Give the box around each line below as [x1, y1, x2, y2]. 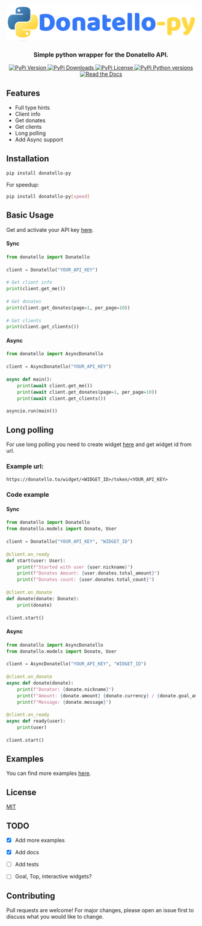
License [6, 787, 37, 797]
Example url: [6, 462, 44, 470]
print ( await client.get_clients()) [17, 396, 106, 402]
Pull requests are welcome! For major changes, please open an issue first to [6, 907, 194, 914]
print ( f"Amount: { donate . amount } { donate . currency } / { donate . [17, 692, 179, 699]
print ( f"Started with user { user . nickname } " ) [17, 564, 133, 570]
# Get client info [6, 279, 52, 285]
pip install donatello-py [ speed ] [6, 193, 90, 199]
